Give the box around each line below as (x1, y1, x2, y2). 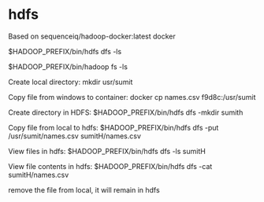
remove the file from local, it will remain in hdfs (8, 185, 160, 194)
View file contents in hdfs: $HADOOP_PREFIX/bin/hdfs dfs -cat (8, 161, 213, 171)
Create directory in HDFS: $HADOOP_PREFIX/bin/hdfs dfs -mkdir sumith (8, 108, 244, 117)
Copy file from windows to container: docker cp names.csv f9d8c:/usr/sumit (8, 92, 256, 101)
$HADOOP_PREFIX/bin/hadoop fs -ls (8, 61, 128, 72)
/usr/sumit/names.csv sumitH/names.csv (8, 131, 142, 141)
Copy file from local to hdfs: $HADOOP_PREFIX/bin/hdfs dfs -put (8, 123, 219, 132)
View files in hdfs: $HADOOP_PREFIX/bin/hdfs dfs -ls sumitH (8, 146, 206, 156)
